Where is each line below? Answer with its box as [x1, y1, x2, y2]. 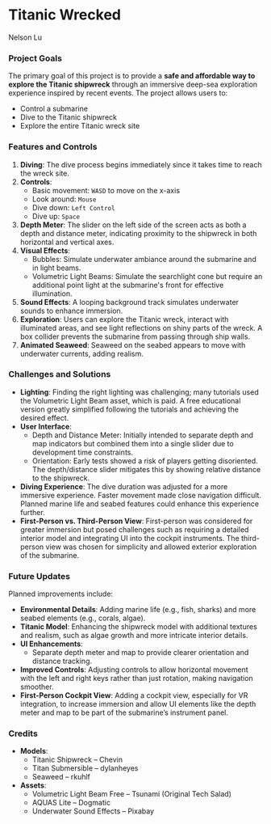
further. [19, 507, 46, 517]
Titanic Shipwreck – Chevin [31, 754, 123, 765]
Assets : [19, 780, 47, 790]
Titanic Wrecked [8, 6, 121, 24]
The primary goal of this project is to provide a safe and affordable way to [8, 71, 256, 81]
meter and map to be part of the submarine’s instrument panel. [19, 708, 228, 717]
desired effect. [19, 412, 69, 422]
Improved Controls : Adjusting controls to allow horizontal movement [19, 665, 248, 674]
